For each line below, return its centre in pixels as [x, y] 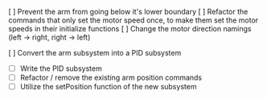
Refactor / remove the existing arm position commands [111, 78]
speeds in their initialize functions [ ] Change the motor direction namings [130, 29]
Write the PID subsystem [61, 68]
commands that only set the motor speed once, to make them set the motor [133, 20]
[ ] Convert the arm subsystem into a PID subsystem [95, 53]
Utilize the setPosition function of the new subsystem [108, 87]
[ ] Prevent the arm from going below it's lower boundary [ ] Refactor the [128, 12]
